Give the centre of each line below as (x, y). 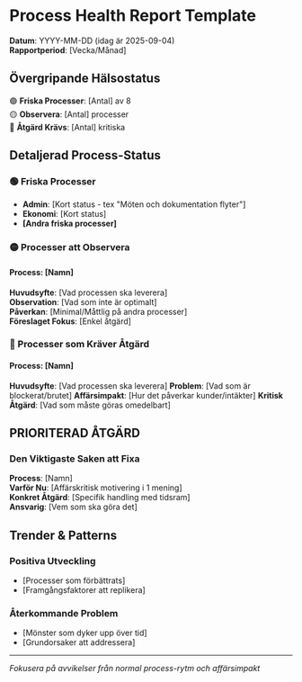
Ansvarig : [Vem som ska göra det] (73, 507)
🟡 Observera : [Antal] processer (69, 114)
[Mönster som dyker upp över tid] (84, 633)
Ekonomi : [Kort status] (64, 214)
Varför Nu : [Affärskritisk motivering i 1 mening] (96, 488)
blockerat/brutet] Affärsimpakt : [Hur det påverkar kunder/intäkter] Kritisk (146, 395)
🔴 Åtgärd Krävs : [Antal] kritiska (67, 127)
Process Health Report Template (133, 16)
